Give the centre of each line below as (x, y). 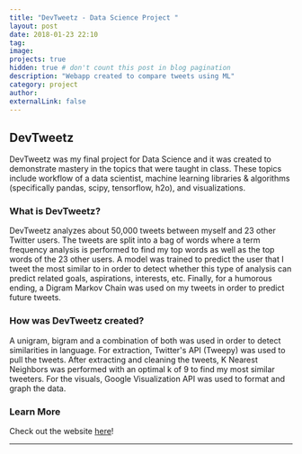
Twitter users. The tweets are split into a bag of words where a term (135, 240)
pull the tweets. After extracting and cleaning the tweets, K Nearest (134, 360)
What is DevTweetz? (55, 211)
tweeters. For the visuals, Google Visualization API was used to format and (147, 378)
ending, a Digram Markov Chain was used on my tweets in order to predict (147, 288)
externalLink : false (48, 101)
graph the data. (38, 388)
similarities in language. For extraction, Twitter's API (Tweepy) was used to (147, 350)
